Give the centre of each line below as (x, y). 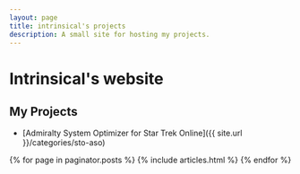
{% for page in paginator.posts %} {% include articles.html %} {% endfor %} (150, 160)
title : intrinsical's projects (68, 26)
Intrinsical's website (86, 78)
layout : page (34, 17)
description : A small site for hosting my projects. (110, 34)
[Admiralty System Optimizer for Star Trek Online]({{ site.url (132, 133)
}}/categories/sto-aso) (64, 143)
